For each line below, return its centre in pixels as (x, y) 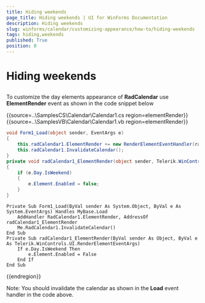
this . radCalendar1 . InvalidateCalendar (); (70, 150)
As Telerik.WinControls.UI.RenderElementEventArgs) (73, 244)
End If (26, 260)
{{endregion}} (24, 276)
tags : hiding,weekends (35, 35)
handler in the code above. (40, 294)
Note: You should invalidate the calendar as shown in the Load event (92, 288)
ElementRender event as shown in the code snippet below (80, 104)
